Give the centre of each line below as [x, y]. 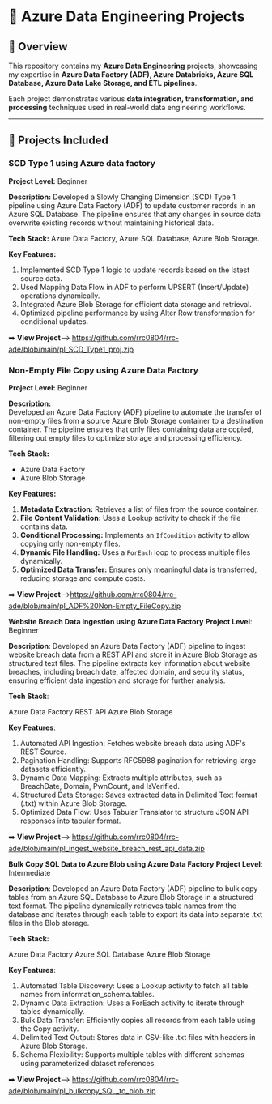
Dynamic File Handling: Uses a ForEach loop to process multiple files [135, 552]
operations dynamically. [60, 296]
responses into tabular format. [70, 821]
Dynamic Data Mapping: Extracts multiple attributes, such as [121, 778]
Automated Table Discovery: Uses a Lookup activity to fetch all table [134, 985]
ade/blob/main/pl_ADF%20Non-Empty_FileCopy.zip [95, 606]
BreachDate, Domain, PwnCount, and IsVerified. [100, 786]
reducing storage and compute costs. [83, 578]
